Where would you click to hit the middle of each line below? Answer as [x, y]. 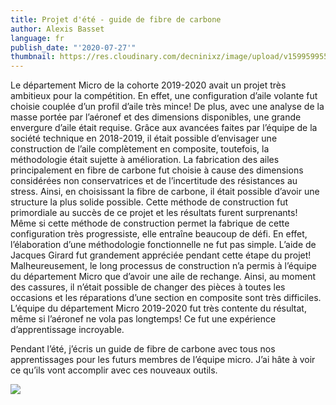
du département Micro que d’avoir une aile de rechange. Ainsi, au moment [163, 277]
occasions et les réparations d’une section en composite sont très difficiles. [166, 298]
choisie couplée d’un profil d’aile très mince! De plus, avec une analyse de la [167, 107]
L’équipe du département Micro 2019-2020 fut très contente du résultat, [158, 308]
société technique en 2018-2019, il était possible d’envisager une [144, 138]
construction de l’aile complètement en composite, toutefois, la [140, 149]
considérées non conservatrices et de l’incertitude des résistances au [154, 181]
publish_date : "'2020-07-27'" [73, 47]
